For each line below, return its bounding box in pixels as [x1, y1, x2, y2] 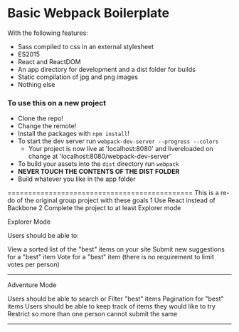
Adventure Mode [7, 281, 57, 289]
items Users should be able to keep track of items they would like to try [7, 302, 216, 311]
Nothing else [17, 80, 55, 88]
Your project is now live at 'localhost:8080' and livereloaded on [28, 145, 213, 153]
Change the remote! [17, 122, 77, 130]
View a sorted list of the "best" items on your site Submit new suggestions [7, 245, 225, 254]
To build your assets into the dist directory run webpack [17, 160, 179, 168]
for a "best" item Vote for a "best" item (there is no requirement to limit [7, 253, 215, 261]
